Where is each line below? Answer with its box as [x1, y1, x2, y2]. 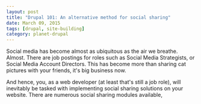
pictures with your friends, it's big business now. [6, 67, 126, 74]
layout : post [6, 8, 39, 15]
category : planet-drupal [6, 31, 69, 37]
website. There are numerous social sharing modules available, [6, 91, 162, 99]
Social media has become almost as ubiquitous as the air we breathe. [6, 47, 178, 55]
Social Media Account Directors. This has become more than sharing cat [6, 61, 187, 68]
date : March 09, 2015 [6, 20, 61, 26]
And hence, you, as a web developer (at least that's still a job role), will [6, 79, 181, 86]
